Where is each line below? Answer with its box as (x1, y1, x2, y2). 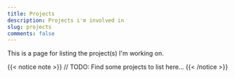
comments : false (7, 30, 55, 37)
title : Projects (7, 10, 55, 18)
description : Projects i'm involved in (7, 17, 125, 24)
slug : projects (7, 23, 52, 30)
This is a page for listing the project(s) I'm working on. (7, 49, 164, 58)
